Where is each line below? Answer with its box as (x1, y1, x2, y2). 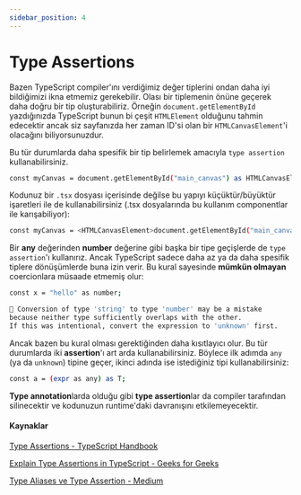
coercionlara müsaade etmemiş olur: (9, 271, 144, 282)
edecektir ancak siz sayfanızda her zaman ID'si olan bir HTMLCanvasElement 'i (9, 119, 288, 130)
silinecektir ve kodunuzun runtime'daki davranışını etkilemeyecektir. (9, 400, 259, 411)
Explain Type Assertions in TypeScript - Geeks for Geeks (9, 457, 219, 468)
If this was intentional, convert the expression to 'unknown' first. (9, 321, 279, 331)
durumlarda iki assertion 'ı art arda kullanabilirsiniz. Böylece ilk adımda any (9, 347, 282, 358)
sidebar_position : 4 (9, 13, 87, 22)
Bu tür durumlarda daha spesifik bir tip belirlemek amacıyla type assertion (9, 146, 285, 157)
